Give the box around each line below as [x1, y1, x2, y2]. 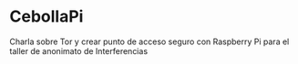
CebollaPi [9, 6, 84, 27]
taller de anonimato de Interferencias [9, 45, 149, 56]
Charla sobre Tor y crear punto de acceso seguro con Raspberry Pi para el [9, 36, 290, 47]
